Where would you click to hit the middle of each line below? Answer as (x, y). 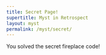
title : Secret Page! (33, 12)
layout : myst (23, 23)
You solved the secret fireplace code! (53, 46)
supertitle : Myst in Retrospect (47, 18)
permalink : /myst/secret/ (39, 29)
